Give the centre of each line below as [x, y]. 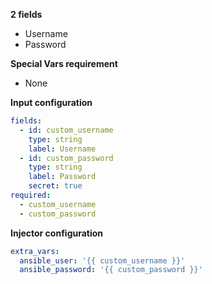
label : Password [62, 177]
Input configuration [51, 102]
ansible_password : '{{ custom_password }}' [111, 270]
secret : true [55, 186]
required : [31, 195]
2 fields [26, 14]
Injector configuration [57, 233]
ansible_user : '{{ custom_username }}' [102, 260]
